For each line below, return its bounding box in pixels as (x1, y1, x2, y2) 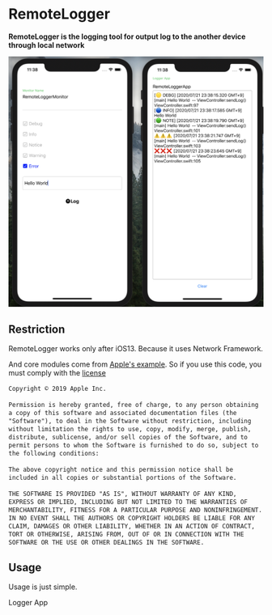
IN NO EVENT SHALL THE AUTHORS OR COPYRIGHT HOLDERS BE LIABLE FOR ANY (8, 515, 255, 523)
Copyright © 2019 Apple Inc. (8, 385, 107, 393)
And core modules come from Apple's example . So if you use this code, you (8, 359, 262, 369)
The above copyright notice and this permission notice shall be (8, 466, 233, 474)
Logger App (8, 598, 49, 608)
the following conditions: (8, 450, 100, 458)
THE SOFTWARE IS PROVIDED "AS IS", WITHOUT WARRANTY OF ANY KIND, (8, 490, 237, 498)
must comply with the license (8, 368, 107, 378)
